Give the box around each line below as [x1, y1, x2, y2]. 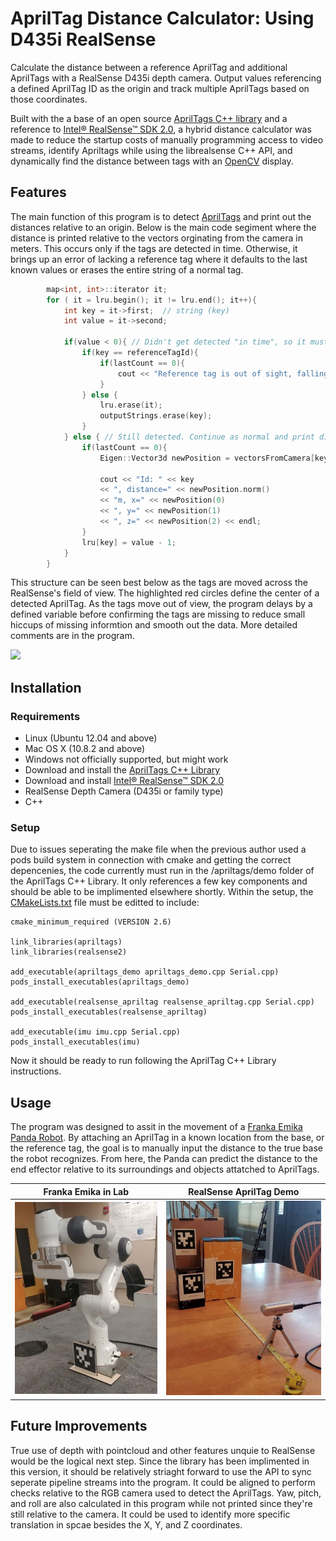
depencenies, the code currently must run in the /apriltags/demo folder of [10, 865, 315, 877]
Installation [10, 679, 82, 696]
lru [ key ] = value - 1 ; [81, 537, 177, 547]
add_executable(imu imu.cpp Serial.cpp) [10, 1027, 182, 1037]
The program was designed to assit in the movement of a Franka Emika [10, 1121, 303, 1133]
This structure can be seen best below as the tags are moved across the [10, 577, 308, 589]
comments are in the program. [10, 630, 135, 642]
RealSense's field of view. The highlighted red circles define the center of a [10, 587, 320, 599]
